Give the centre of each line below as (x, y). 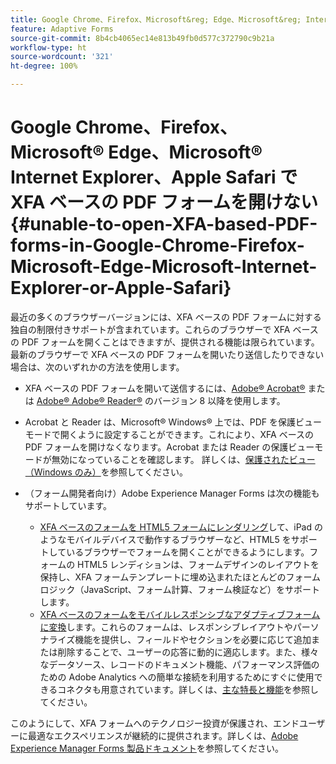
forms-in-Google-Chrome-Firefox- (157, 245)
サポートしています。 (68, 505)
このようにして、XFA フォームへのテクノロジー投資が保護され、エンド (155, 723)
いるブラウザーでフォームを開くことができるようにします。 (188, 552)
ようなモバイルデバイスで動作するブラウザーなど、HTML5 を (165, 539)
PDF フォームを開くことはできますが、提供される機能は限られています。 (170, 342)
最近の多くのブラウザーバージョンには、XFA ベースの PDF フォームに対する (166, 317)
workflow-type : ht (48, 47)
